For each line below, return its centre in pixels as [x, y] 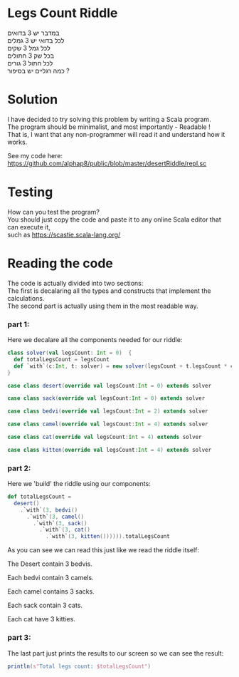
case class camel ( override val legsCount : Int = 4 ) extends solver [108, 424]
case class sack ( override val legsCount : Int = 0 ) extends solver [106, 398]
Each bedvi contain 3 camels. [51, 578]
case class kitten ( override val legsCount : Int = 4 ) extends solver [110, 450]
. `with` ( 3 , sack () [60, 523]
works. [17, 142]
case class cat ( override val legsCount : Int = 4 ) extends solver [105, 437]
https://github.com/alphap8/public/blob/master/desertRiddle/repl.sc [107, 163]
